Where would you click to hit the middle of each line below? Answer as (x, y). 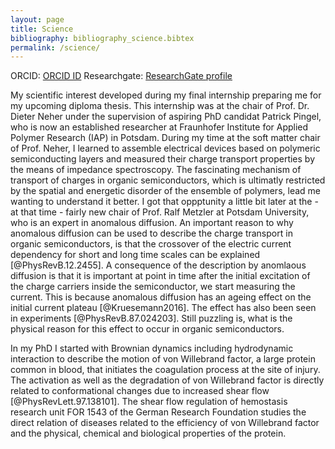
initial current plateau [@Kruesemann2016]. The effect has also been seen (163, 308)
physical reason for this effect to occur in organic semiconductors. (147, 329)
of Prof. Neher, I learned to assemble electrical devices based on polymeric (165, 148)
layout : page (37, 19)
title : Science (42, 29)
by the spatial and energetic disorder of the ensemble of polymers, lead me (165, 191)
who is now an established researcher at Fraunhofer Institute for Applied (159, 127)
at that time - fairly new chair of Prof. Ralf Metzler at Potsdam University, (160, 212)
